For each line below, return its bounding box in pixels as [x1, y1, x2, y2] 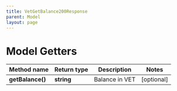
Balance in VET [93, 75, 136, 83]
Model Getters [6, 44, 77, 58]
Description [98, 65, 132, 73]
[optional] [141, 75, 168, 83]
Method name [9, 65, 49, 73]
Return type [54, 65, 88, 73]
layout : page [6, 19, 38, 25]
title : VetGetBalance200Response [6, 8, 88, 15]
